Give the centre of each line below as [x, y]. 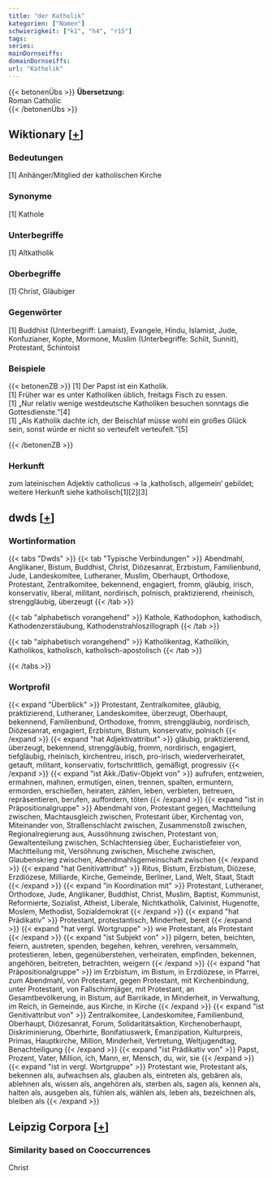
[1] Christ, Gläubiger [42, 291]
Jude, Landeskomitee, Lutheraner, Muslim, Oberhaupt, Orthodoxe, [119, 575]
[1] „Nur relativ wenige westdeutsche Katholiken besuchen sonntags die [129, 403]
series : [22, 46]
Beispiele [27, 368]
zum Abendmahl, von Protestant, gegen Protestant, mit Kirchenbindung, [129, 981]
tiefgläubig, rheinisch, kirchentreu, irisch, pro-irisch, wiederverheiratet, [127, 756]
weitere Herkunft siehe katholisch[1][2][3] [78, 493]
